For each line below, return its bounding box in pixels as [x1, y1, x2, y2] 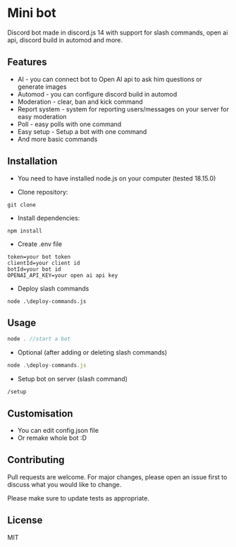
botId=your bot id [7, 266, 61, 273]
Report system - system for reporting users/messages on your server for [17, 104, 230, 113]
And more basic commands [17, 135, 98, 143]
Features [7, 56, 47, 68]
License [7, 515, 43, 527]
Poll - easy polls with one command [17, 120, 122, 128]
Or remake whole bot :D [17, 434, 87, 442]
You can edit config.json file [17, 426, 99, 434]
